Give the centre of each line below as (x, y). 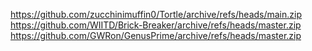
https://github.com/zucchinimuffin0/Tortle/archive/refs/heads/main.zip (156, 14)
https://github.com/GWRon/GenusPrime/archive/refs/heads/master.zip (156, 35)
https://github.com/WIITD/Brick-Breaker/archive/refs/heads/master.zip (156, 25)
